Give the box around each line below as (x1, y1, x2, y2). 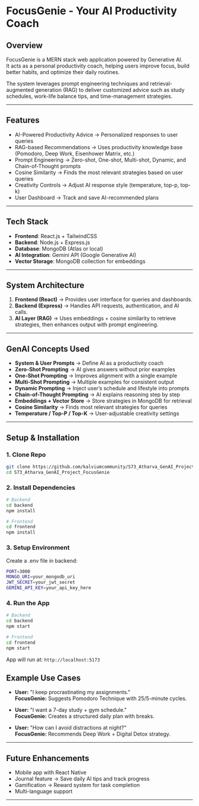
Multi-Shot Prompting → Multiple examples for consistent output (14, 378, 175, 386)
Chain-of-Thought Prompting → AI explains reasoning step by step (14, 391, 181, 398)
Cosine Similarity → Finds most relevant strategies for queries (14, 404, 168, 411)
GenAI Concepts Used (6, 343, 90, 354)
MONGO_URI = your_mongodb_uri (6, 574, 76, 580)
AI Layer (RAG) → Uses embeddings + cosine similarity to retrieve (14, 315, 176, 322)
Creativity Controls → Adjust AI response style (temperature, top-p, (14, 181, 179, 188)
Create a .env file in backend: (6, 557, 78, 564)
